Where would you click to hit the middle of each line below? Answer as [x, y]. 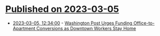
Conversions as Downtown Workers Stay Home [86, 28]
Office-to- [144, 23]
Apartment [24, 28]
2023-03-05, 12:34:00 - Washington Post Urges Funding [73, 23]
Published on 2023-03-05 [62, 9]
